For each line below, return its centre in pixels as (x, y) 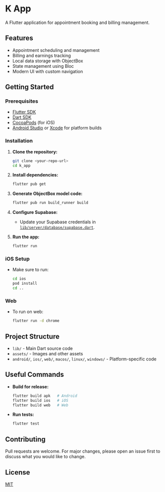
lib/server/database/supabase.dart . (57, 227)
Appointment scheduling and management (56, 50)
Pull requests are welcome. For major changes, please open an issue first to (83, 451)
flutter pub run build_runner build (50, 203)
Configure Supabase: (35, 212)
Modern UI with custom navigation (48, 71)
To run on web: (28, 312)
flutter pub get (29, 184)
